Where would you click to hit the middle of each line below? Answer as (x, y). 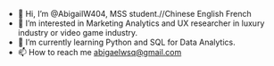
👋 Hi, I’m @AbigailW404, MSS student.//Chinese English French (134, 14)
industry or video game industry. (78, 33)
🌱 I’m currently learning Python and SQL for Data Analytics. (126, 42)
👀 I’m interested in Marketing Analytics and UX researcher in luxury (141, 23)
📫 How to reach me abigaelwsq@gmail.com (100, 52)
